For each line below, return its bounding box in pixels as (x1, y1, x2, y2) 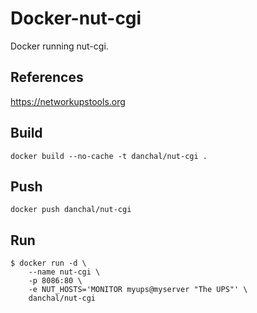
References (10, 69, 84, 86)
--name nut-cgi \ (28, 267, 101, 277)
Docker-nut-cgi (10, 7, 142, 30)
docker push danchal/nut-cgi (10, 205, 132, 215)
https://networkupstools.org (10, 95, 126, 107)
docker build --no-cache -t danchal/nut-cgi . (10, 151, 208, 161)
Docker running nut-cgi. (10, 40, 109, 52)
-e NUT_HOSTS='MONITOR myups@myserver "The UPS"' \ (28, 285, 248, 295)
